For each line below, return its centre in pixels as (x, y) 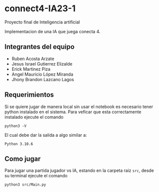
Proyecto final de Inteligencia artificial (42, 22)
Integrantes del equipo (40, 47)
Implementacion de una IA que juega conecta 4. (53, 31)
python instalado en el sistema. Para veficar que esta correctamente (73, 112)
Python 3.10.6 (19, 144)
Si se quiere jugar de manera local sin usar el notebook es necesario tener (79, 107)
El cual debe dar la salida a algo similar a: (46, 135)
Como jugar (23, 159)
